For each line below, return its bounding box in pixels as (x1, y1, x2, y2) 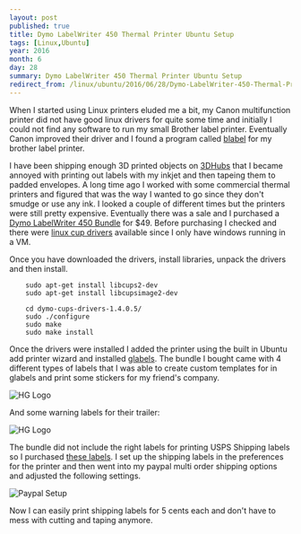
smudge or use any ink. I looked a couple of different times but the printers (9, 198, 286, 209)
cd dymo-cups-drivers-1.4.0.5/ (25, 304, 142, 313)
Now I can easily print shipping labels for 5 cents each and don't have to (9, 504, 276, 516)
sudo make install (25, 328, 94, 337)
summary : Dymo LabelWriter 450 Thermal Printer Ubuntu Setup (9, 72, 243, 81)
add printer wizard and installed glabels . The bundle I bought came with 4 (9, 353, 282, 363)
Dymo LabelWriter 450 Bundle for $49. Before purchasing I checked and (9, 217, 278, 228)
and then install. (9, 263, 69, 274)
